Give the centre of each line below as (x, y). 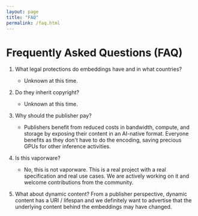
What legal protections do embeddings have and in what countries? (98, 69)
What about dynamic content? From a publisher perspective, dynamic (101, 194)
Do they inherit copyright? (47, 92)
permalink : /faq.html (33, 23)
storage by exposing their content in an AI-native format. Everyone (106, 134)
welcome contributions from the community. (79, 182)
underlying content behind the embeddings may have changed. (93, 207)
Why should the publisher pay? (53, 116)
